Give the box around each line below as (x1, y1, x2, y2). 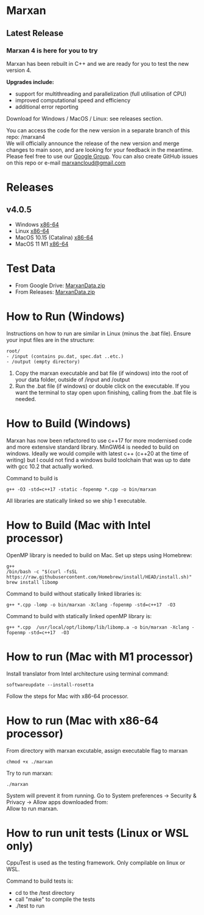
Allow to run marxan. (6, 805, 58, 812)
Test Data (6, 262, 56, 276)
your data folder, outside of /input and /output (15, 376, 130, 383)
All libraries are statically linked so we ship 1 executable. (6, 497, 147, 504)
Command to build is (6, 474, 58, 482)
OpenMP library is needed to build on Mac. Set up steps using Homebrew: (6, 551, 193, 558)
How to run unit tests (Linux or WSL (6, 826, 189, 840)
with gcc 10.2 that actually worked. (6, 463, 94, 470)
